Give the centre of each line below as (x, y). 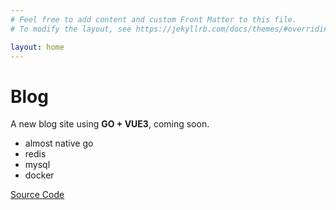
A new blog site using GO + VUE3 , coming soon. (110, 124)
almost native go (59, 143)
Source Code (37, 195)
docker (39, 175)
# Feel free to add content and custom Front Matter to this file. (154, 19)
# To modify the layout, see (71, 29)
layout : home (37, 47)
